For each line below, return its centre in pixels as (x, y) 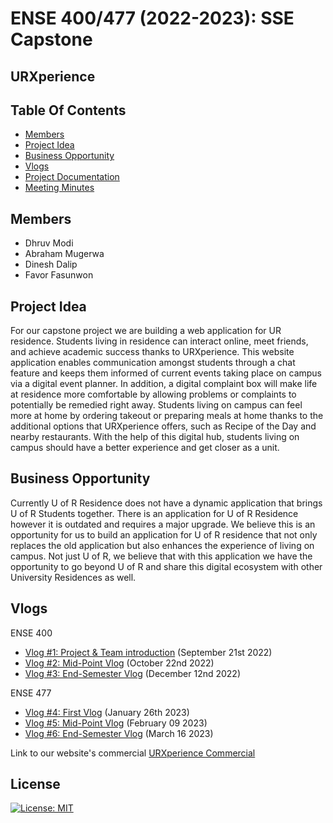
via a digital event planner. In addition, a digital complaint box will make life (164, 384)
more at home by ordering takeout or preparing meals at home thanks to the (167, 416)
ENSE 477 (31, 693)
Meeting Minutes (59, 188)
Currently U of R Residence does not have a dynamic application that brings (166, 503)
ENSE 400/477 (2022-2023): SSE (152, 18)
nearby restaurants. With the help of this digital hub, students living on (155, 437)
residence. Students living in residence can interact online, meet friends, (159, 341)
